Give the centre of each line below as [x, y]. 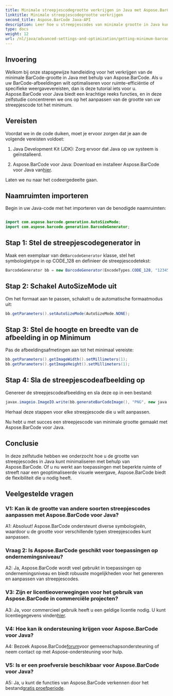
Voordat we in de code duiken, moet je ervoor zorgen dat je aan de [76, 133]
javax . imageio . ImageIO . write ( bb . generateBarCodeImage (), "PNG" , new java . [87, 402]
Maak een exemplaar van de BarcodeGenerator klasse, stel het [70, 255]
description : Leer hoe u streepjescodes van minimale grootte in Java [83, 24]
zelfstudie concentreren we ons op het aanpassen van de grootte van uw [83, 99]
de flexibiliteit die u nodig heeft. [39, 478]
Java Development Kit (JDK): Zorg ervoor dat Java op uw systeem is [85, 149]
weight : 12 [17, 34]
